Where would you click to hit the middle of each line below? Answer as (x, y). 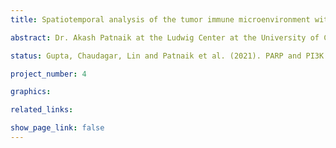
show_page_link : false (57, 128)
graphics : (31, 92)
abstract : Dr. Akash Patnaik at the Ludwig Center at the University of (165, 37)
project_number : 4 (48, 74)
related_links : (42, 110)
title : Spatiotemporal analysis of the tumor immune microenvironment (160, 19)
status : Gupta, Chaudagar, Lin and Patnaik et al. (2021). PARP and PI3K (167, 56)
